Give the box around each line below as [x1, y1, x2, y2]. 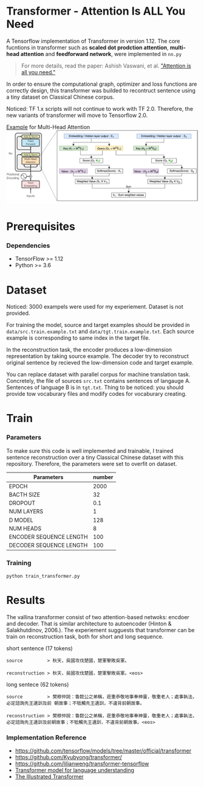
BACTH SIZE [8, 491, 41, 498]
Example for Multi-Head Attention [6, 123, 90, 130]
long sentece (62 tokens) [6, 681, 69, 688]
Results [6, 594, 46, 607]
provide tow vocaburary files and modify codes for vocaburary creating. [6, 390, 187, 398]
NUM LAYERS [8, 508, 44, 515]
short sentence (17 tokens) [6, 645, 73, 652]
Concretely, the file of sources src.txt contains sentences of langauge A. [6, 377, 191, 385]
